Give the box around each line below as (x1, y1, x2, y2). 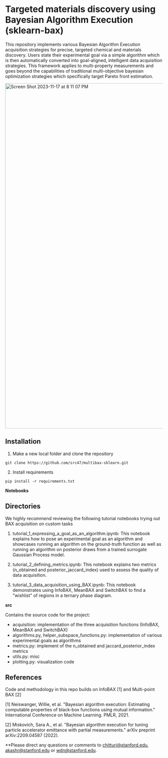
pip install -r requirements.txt (5, 479, 75, 484)
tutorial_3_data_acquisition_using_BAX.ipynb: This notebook (12, 582, 136, 588)
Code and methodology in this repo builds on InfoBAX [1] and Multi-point (5, 686, 155, 692)
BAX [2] (5, 692, 21, 698)
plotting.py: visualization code (12, 658, 74, 664)
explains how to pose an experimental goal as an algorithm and (12, 536, 143, 542)
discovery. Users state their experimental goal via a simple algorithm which (5, 52, 160, 58)
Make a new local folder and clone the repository (12, 451, 113, 457)
